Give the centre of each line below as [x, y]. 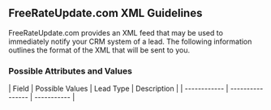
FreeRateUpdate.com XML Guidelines [105, 13]
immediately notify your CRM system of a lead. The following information [130, 41]
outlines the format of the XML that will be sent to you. [99, 50]
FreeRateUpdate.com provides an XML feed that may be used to [116, 32]
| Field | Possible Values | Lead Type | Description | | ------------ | [118, 89]
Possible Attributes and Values [70, 70]
